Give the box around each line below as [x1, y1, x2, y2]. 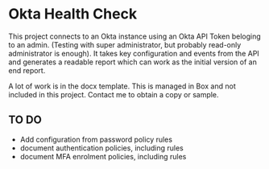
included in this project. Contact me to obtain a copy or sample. [8, 89, 219, 99]
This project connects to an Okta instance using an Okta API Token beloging [8, 31, 262, 41]
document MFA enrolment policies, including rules [19, 151, 187, 161]
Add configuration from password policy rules [19, 134, 173, 144]
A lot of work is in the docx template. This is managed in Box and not [8, 81, 236, 91]
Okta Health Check [8, 5, 138, 23]
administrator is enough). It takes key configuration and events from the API [8, 48, 259, 58]
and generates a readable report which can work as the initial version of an [8, 57, 258, 67]
